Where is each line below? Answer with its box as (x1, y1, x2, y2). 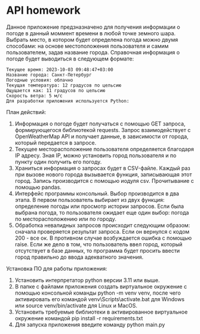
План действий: (6, 108, 47, 115)
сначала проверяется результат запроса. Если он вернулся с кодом (14, 228, 190, 235)
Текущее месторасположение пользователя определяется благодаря (14, 145, 194, 152)
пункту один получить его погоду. (14, 158, 102, 165)
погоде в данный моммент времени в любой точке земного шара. (6, 29, 176, 36)
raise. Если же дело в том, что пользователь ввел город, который (14, 240, 183, 248)
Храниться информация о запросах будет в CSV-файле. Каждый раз (14, 164, 190, 171)
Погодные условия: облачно (6, 77, 73, 83)
